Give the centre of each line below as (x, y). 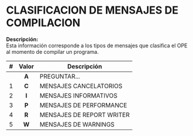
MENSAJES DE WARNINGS (77, 124)
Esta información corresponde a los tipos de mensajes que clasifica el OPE (97, 46)
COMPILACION (43, 23)
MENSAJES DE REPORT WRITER (85, 115)
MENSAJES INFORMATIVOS (79, 95)
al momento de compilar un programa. (52, 51)
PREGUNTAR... (60, 76)
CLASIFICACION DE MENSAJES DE (92, 10)
